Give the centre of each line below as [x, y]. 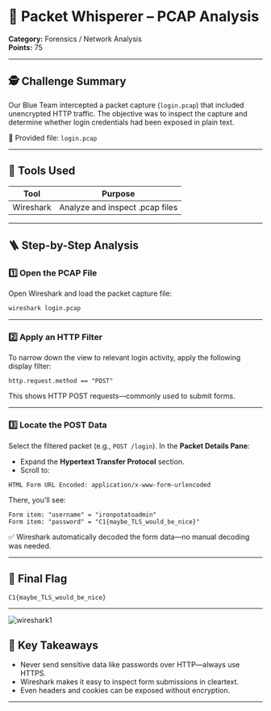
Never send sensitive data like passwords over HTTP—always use [130, 665]
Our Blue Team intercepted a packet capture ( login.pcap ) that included [126, 105]
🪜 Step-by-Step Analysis [73, 245]
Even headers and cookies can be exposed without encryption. [125, 691]
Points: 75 [25, 47]
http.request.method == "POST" [61, 381]
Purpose [119, 193]
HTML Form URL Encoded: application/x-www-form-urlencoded [110, 485]
